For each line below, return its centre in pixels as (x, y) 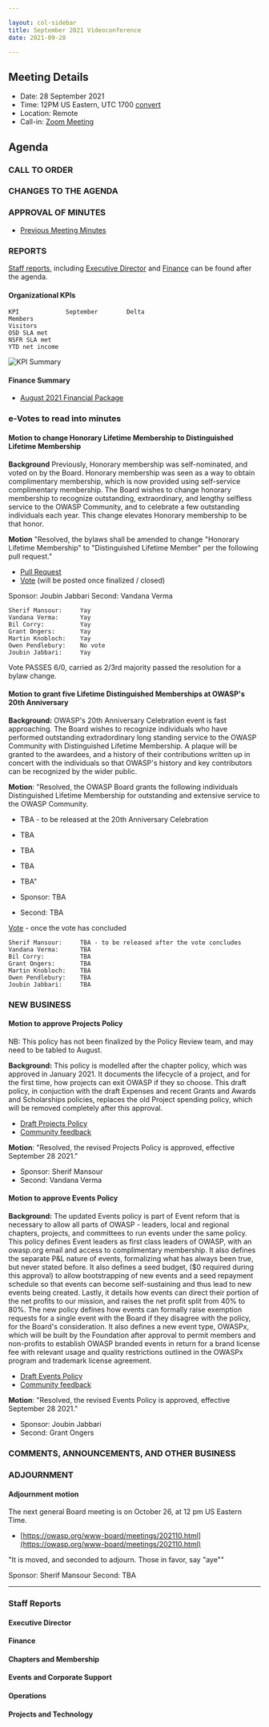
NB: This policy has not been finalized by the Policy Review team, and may (131, 1041)
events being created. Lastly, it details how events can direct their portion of (134, 1292)
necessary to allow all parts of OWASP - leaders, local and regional (119, 1224)
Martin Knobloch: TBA (50, 970)
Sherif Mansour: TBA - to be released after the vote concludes (125, 942)
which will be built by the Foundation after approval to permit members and (132, 1335)
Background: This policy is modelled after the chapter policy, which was (128, 1065)
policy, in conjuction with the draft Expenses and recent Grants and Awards (132, 1091)
